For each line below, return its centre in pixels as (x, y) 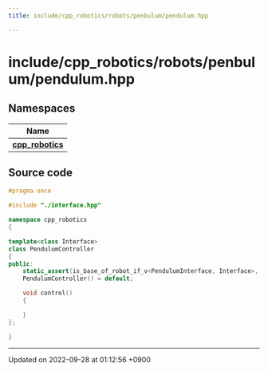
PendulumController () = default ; (78, 279)
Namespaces (42, 109)
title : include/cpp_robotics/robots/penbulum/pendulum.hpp (108, 16)
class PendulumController (51, 249)
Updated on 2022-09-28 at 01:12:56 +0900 (80, 359)
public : (21, 264)
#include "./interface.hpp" (55, 205)
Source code (41, 173)
